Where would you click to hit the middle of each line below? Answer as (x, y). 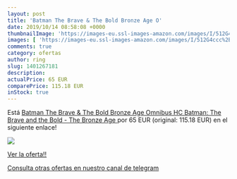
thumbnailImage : (31, 33)
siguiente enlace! (32, 128)
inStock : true (28, 92)
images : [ (22, 40)
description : (26, 73)
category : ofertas (34, 54)
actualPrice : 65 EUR (38, 79)
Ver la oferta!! (27, 154)
